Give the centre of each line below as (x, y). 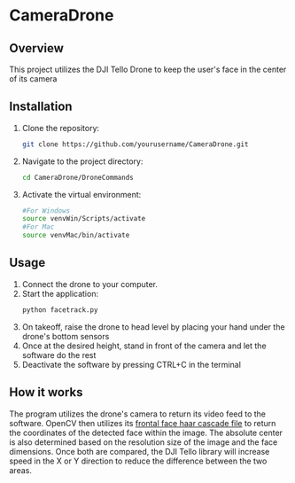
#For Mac (38, 227)
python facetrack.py (60, 310)
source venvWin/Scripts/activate (84, 219)
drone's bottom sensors (66, 336)
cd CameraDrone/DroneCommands (78, 177)
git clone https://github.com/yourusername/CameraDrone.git (135, 144)
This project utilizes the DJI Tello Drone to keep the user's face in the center (148, 69)
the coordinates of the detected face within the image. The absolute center (146, 432)
